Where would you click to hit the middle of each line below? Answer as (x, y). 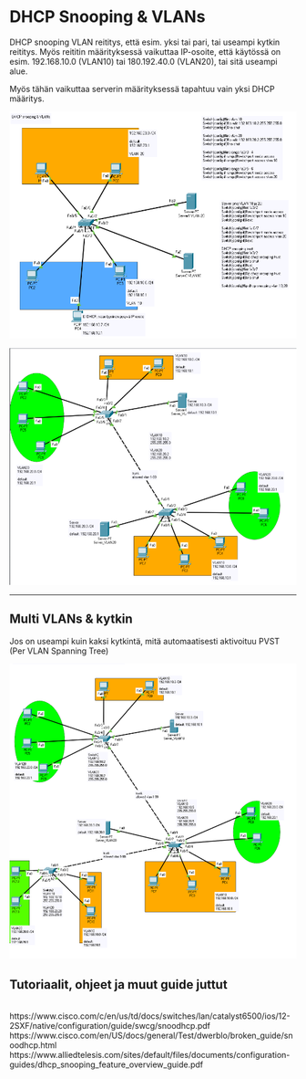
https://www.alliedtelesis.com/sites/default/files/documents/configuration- (150, 1055)
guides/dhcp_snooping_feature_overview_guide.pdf (106, 1064)
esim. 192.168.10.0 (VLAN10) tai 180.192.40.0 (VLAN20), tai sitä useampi (143, 61)
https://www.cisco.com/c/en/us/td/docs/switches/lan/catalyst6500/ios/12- (150, 1016)
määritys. (27, 99)
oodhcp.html (33, 1045)
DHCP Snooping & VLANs (107, 17)
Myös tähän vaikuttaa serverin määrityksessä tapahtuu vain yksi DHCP (142, 89)
